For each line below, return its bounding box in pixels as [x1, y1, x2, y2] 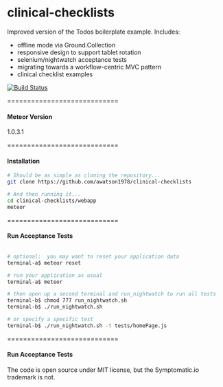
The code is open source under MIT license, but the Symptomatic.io [7, 366, 200, 374]
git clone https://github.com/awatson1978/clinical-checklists [7, 179, 192, 186]
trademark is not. [7, 373, 56, 381]
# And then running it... [7, 191, 81, 198]
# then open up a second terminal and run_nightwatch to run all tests [7, 291, 216, 298]
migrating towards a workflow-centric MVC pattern [16, 63, 162, 71]
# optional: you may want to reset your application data [7, 253, 180, 260]
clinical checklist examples [16, 70, 93, 78]
